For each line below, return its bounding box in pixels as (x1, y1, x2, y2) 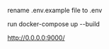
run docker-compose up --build (7, 20, 101, 28)
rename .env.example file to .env (7, 6, 103, 14)
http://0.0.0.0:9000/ (7, 33, 65, 42)
